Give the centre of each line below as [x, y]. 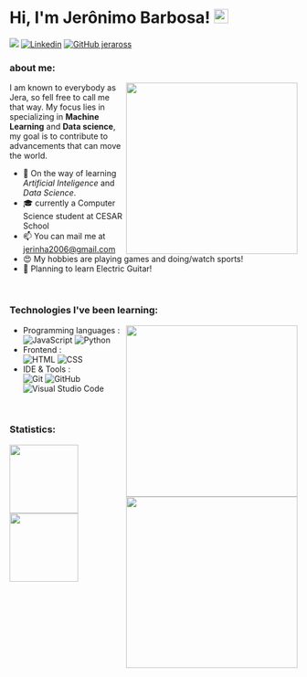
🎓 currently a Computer [69, 203]
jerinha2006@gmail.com [69, 249]
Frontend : [42, 349]
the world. [29, 156]
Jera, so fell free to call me [60, 98]
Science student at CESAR [73, 217]
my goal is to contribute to [58, 136]
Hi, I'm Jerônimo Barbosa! [110, 18]
